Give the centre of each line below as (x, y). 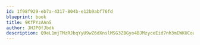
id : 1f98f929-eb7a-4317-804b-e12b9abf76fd (60, 11)
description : (22, 33)
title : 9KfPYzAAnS (29, 22)
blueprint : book (26, 17)
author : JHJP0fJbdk (30, 28)
